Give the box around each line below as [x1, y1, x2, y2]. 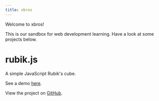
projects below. [5, 36, 37, 42]
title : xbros [5, 7, 33, 13]
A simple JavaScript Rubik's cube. [5, 70, 76, 76]
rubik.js [5, 54, 38, 65]
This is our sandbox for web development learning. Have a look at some [5, 31, 154, 37]
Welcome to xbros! [5, 21, 44, 27]
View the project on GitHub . [5, 90, 63, 96]
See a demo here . [5, 80, 42, 86]
